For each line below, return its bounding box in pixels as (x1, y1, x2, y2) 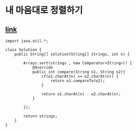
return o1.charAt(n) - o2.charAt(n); (41, 92, 121, 97)
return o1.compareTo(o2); (50, 78, 105, 83)
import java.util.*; (5, 38, 49, 43)
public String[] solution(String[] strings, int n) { (14, 52, 130, 57)
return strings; (23, 114, 58, 119)
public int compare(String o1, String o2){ (32, 69, 125, 74)
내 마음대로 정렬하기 (5, 5, 83, 16)
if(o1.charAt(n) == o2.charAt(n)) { (41, 74, 119, 79)
